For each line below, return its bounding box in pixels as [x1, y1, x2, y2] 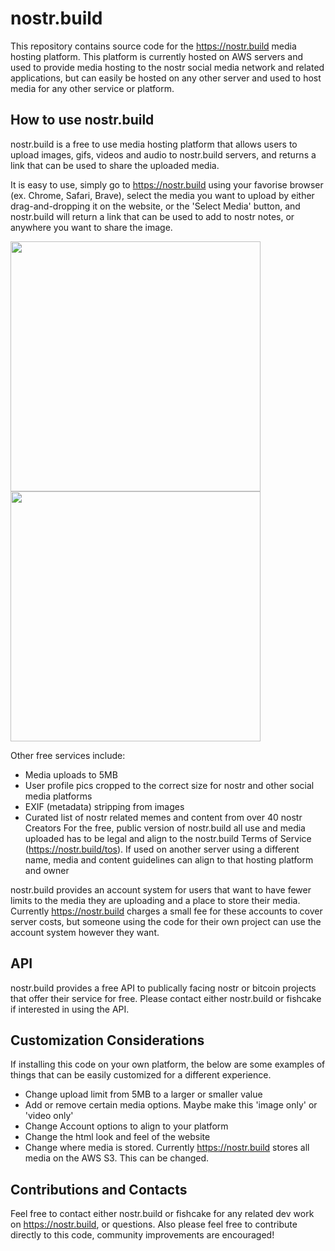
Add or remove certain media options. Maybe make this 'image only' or [24, 1099, 318, 1111]
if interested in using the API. [10, 1003, 130, 1015]
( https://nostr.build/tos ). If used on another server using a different [24, 843, 300, 855]
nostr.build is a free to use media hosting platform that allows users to [10, 138, 298, 150]
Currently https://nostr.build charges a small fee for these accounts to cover [10, 905, 323, 917]
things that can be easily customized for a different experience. [10, 1069, 272, 1081]
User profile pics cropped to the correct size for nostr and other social [24, 779, 315, 791]
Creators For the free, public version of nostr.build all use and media [24, 822, 306, 834]
